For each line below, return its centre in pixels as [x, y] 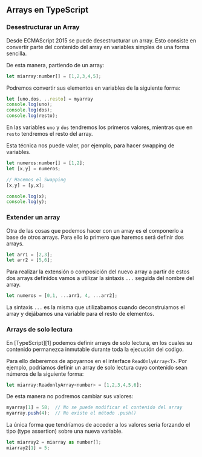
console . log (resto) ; [32, 116]
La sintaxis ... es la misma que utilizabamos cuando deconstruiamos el [96, 307]
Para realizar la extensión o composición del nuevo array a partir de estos [98, 272]
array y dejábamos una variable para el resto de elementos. [80, 314]
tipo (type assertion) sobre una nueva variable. [64, 431]
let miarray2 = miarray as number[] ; [54, 442]
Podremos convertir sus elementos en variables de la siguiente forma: [93, 88]
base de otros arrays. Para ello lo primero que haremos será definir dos [95, 237]
